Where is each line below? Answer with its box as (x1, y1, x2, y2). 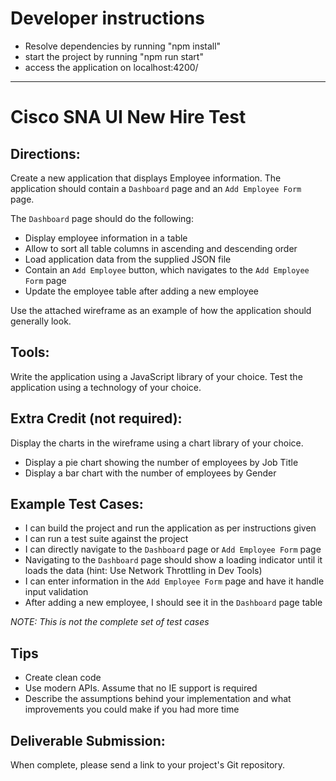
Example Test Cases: (10, 495, 144, 512)
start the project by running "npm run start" (24, 50, 204, 62)
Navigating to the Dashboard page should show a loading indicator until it (24, 554, 323, 566)
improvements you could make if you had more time (24, 703, 240, 716)
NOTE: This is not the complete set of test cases (10, 616, 210, 628)
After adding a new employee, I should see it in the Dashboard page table (24, 597, 323, 609)
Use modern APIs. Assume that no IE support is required (24, 682, 258, 694)
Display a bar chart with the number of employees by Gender (24, 467, 277, 479)
